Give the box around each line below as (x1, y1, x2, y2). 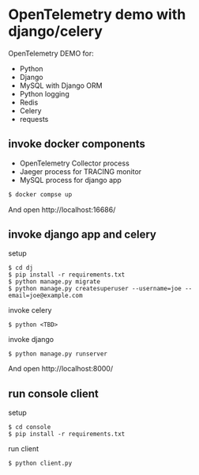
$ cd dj (8, 264, 34, 272)
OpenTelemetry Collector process (19, 158, 130, 168)
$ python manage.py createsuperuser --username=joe (8, 285, 182, 293)
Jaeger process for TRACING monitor (19, 166, 142, 176)
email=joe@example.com (8, 291, 83, 300)
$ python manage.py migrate (8, 278, 101, 286)
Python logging (19, 89, 69, 98)
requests (19, 114, 49, 123)
